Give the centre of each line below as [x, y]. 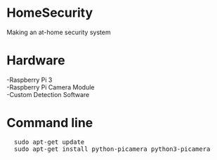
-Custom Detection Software [48, 94]
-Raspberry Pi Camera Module [51, 87]
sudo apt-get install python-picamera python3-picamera [112, 149]
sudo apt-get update [49, 142]
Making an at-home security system [59, 32]
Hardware [36, 60]
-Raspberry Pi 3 [29, 80]
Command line [50, 123]
